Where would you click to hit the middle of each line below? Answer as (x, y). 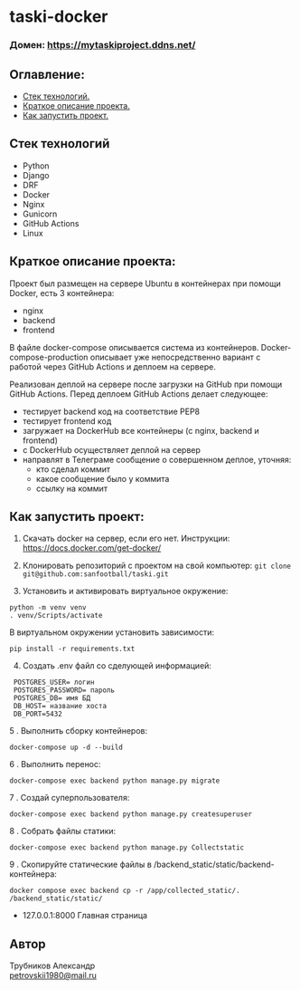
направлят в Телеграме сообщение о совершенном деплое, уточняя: (157, 459)
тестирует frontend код (67, 421)
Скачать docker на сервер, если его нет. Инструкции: (126, 538)
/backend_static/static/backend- (214, 865)
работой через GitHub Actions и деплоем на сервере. (113, 366)
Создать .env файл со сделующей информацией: (117, 666)
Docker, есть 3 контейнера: (62, 293)
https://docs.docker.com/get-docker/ (92, 548)
